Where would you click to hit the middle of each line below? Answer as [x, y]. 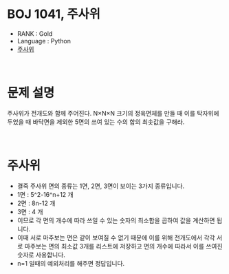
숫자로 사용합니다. [41, 255]
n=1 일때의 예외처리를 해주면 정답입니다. [71, 263]
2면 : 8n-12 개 [36, 203]
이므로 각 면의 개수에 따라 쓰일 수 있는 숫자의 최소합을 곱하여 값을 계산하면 [116, 220]
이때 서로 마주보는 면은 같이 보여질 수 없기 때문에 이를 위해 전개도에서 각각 [116, 238]
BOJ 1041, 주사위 [54, 14]
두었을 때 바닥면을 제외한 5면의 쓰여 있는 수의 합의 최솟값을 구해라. [96, 122]
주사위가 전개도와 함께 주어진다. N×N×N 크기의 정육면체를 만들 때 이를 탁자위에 [113, 113]
